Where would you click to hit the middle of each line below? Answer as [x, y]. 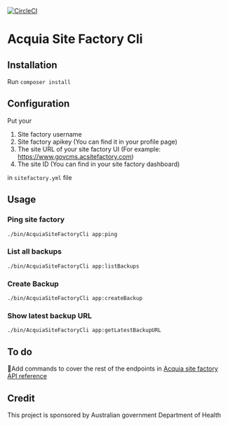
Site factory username [49, 134]
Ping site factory [36, 219]
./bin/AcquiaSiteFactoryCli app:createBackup [75, 298]
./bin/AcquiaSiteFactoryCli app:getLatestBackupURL [84, 330]
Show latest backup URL [50, 316]
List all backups [34, 252]
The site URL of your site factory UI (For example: [89, 149]
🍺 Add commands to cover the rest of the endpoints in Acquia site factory [113, 369]
